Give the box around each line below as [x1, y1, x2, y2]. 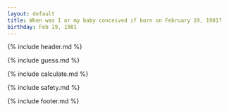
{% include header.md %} [7, 43, 82, 51]
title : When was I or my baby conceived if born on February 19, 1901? [7, 17, 222, 24]
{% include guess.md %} [7, 56, 80, 65]
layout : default [7, 10, 55, 18]
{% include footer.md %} [7, 97, 80, 105]
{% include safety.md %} [7, 84, 80, 92]
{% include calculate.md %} [7, 70, 89, 78]
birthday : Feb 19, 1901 [7, 23, 78, 30]
